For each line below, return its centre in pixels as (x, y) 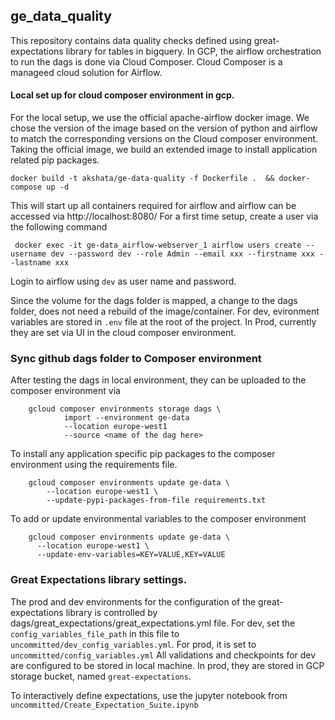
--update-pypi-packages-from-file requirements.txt (156, 500)
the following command (59, 227)
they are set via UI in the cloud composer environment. (123, 333)
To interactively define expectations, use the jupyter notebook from (149, 695)
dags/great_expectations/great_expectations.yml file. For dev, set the (153, 623)
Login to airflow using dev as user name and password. (123, 281)
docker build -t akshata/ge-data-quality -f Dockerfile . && (142, 179)
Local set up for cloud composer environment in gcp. (122, 95)
